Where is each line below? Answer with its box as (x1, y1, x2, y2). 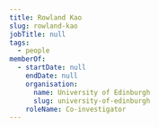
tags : (9, 38, 30, 47)
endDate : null (25, 72, 78, 80)
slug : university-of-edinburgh (32, 96, 151, 106)
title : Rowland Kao (9, 13, 83, 22)
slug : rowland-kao (9, 21, 78, 30)
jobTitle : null (9, 30, 66, 38)
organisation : (25, 80, 78, 89)
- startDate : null (17, 63, 87, 72)
